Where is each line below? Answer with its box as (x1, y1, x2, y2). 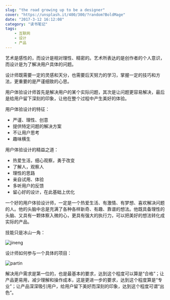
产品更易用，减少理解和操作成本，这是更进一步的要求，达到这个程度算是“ (5, 277, 158, 283)
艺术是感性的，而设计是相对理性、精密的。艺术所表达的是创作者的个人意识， (5, 55, 165, 61)
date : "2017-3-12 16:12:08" (5, 17, 65, 22)
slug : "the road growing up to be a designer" (5, 7, 105, 13)
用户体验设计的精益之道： (5, 146, 59, 152)
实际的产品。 (5, 219, 32, 225)
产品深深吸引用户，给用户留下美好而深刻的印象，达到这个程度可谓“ (20, 283, 160, 289)
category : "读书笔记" (5, 21, 48, 27)
